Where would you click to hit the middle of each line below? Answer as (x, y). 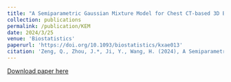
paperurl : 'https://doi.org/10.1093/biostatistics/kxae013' (95, 45)
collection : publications (44, 20)
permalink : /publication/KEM (49, 26)
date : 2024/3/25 (30, 32)
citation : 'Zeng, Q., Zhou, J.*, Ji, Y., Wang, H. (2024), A (97, 52)
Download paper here (38, 71)
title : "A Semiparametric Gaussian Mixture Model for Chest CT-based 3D (113, 13)
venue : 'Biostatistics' (41, 39)
